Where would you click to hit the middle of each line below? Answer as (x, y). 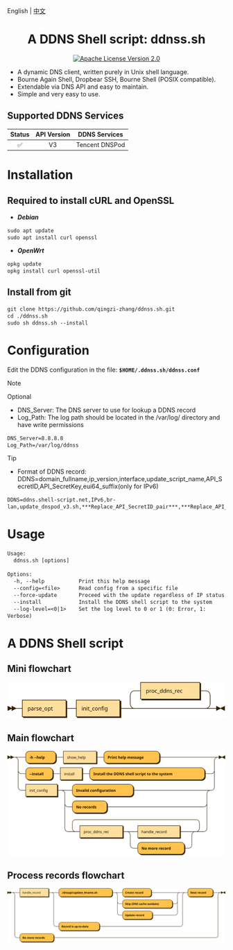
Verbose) (20, 616)
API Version (53, 135)
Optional (19, 396)
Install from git (39, 292)
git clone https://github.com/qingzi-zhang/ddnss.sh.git (91, 309)
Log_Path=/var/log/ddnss (43, 445)
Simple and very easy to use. (59, 94)
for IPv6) (146, 486)
